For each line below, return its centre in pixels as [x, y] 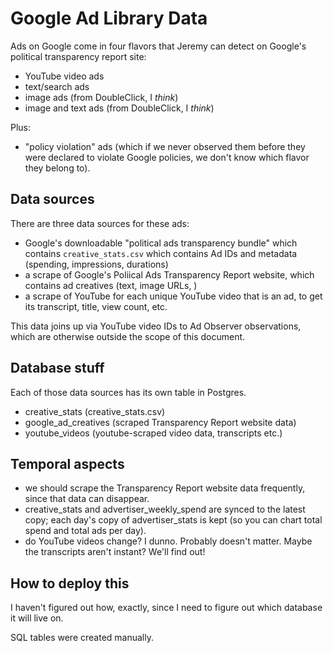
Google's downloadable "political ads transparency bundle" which [161, 243]
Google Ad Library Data [109, 18]
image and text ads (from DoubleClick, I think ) [119, 108]
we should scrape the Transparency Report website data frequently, [165, 488]
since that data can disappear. [87, 499]
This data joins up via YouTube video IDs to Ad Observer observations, [156, 326]
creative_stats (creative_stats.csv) [95, 411]
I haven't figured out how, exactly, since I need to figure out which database [166, 608]
